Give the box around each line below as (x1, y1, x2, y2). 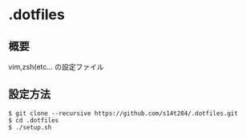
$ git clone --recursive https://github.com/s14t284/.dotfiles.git (8, 109, 239, 117)
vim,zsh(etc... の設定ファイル (8, 62, 104, 71)
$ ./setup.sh (8, 123, 52, 131)
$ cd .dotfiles (8, 116, 59, 125)
